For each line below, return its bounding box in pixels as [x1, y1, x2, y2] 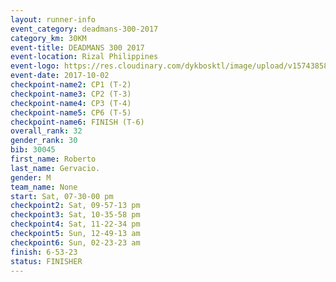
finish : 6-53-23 [10, 247, 78, 257]
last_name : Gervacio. [10, 163, 101, 173]
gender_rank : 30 [10, 136, 78, 146]
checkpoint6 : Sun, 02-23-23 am [10, 237, 141, 248]
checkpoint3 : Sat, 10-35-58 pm [10, 210, 141, 220]
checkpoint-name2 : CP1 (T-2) [10, 80, 132, 90]
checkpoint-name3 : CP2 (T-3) [10, 89, 132, 99]
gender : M [10, 172, 52, 183]
